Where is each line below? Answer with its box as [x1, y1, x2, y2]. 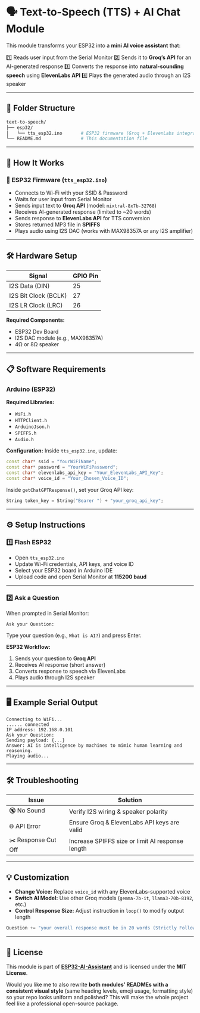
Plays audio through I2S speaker [14, 673, 95, 681]
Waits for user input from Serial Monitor [14, 195, 112, 202]
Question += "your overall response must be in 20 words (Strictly [6, 925, 177, 931]
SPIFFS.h [14, 430, 37, 436]
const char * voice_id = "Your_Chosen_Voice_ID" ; [6, 476, 129, 482]
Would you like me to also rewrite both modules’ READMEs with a [6, 981, 168, 988]
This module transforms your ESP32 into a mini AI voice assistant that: [6, 42, 181, 49]
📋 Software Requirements [6, 364, 106, 374]
